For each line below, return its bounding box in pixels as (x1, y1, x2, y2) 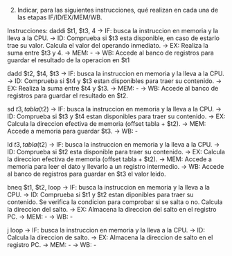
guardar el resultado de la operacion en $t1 (7, 56, 130, 64)
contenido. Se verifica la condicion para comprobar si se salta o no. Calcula (7, 198, 223, 206)
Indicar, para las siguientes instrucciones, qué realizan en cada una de (17, 6, 219, 14)
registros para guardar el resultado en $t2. (7, 91, 128, 100)
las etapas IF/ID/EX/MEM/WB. (17, 13, 102, 21)
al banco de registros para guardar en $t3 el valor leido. (7, 170, 166, 178)
